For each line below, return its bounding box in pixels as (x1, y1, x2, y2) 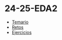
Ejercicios (11, 29, 32, 35)
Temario (11, 19, 29, 25)
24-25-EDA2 (4, 3, 58, 14)
